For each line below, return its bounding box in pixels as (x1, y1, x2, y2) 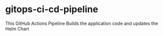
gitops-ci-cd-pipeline (5, 4, 99, 15)
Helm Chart (5, 25, 29, 31)
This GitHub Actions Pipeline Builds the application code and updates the (5, 20, 158, 26)
